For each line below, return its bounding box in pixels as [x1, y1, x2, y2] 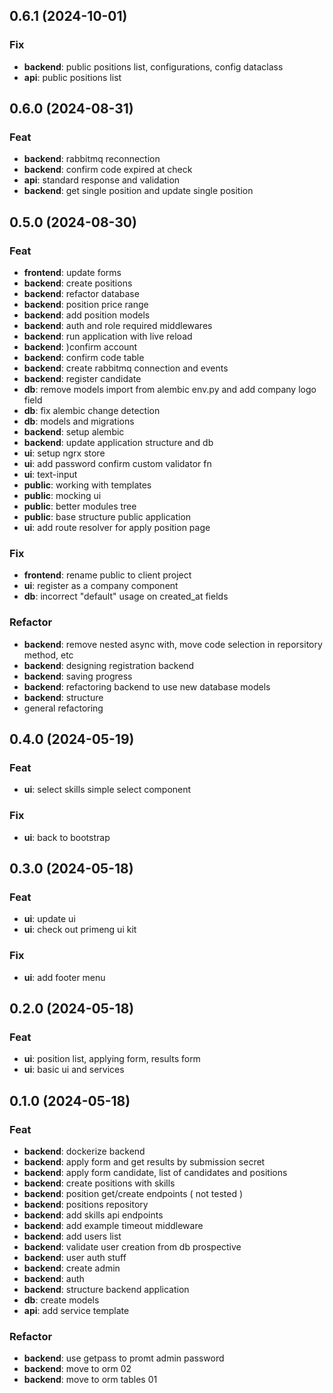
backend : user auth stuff [23, 1252, 127, 1263]
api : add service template [23, 1305, 130, 1316]
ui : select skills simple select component [23, 784, 192, 796]
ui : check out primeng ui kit [23, 924, 137, 936]
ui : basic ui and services [23, 1064, 125, 1076]
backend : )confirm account [23, 341, 138, 353]
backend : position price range [23, 299, 149, 311]
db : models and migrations [23, 415, 135, 428]
